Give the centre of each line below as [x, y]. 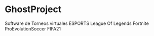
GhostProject [33, 9]
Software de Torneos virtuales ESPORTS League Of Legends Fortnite [77, 23]
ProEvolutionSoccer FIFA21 [33, 28]
